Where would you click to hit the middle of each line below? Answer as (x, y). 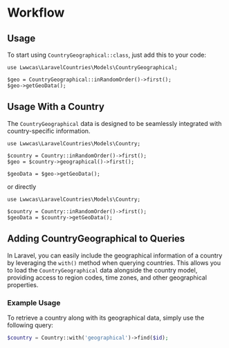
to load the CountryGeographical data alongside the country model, (102, 270)
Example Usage (34, 302)
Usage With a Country (56, 107)
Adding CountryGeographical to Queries (96, 239)
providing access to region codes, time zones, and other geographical (107, 277)
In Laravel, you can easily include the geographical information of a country (115, 255)
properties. (23, 284)
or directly (22, 186)
